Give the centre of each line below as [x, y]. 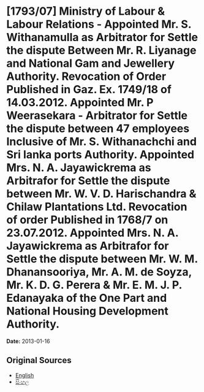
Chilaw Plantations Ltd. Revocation [97, 207]
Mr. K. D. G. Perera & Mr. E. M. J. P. [94, 285]
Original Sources [39, 360]
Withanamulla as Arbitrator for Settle [102, 37]
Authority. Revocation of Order [86, 76]
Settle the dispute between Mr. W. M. [102, 259]
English [25, 375]
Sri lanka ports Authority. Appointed [100, 155]
